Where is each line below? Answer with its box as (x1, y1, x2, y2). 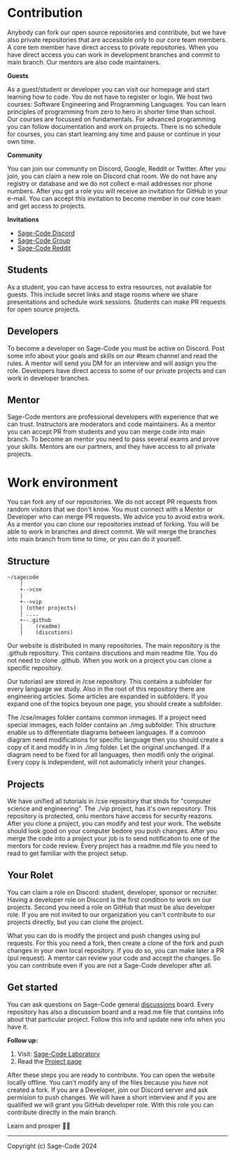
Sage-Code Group (17, 236, 71, 245)
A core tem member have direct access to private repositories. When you (7, 43, 218, 51)
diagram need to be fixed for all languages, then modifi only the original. (7, 750, 215, 759)
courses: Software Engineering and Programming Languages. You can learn (7, 100, 226, 108)
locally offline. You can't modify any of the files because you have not (7, 1078, 208, 1086)
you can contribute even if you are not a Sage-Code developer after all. (7, 961, 213, 969)
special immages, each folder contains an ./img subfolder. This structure (7, 721, 216, 729)
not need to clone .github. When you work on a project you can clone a (7, 656, 212, 665)
